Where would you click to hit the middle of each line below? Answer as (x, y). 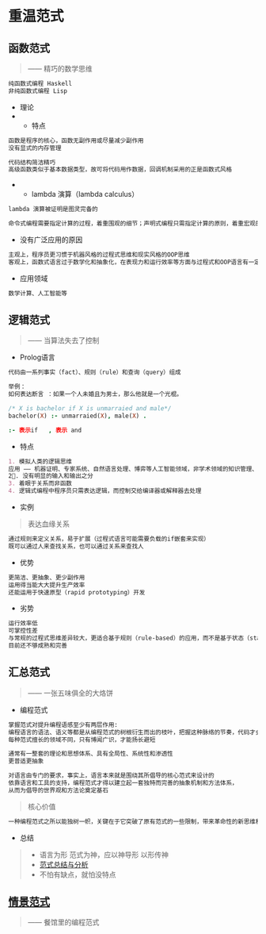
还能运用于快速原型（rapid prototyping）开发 (77, 592)
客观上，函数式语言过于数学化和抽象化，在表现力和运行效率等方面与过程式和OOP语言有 (129, 262)
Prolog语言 (37, 357)
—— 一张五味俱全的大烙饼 (70, 693)
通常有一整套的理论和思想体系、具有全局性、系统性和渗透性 (91, 754)
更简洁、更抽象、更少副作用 (47, 577)
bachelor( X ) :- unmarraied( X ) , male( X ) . (78, 416)
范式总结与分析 (64, 864)
